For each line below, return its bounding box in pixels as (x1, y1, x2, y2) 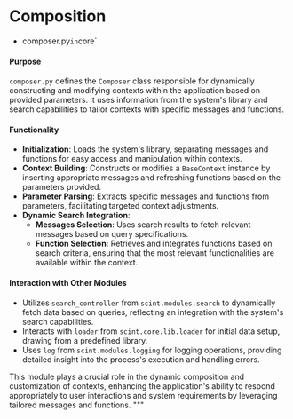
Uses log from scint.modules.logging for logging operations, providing (21, 344, 282, 355)
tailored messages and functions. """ (9, 399, 145, 410)
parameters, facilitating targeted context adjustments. (21, 201, 219, 211)
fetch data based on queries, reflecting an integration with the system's (21, 306, 284, 317)
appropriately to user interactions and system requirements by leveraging (9, 390, 278, 400)
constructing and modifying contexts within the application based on (9, 85, 261, 96)
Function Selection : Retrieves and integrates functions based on (35, 238, 273, 249)
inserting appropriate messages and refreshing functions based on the (21, 172, 281, 183)
